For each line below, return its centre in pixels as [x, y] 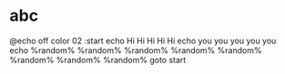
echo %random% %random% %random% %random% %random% [136, 50]
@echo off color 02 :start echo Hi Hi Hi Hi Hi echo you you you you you [143, 41]
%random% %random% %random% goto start [98, 60]
